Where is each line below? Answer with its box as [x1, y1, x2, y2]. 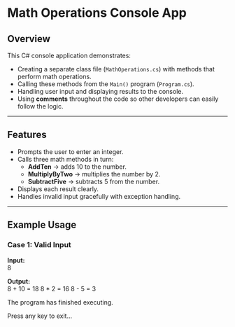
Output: [7, 277, 30, 285]
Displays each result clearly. [17, 184, 99, 193]
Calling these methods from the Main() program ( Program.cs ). [17, 80, 194, 88]
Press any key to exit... [7, 312, 72, 320]
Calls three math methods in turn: [17, 155, 114, 163]
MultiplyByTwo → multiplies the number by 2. [27, 169, 161, 178]
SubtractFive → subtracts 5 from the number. [27, 177, 159, 186]
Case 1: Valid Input [7, 240, 71, 250]
